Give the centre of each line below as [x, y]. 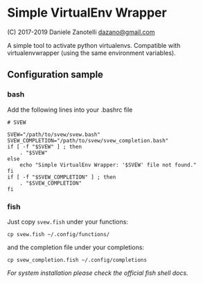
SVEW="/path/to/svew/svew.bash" [54, 134]
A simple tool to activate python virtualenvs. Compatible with [94, 45]
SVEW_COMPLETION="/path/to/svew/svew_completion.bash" [88, 140]
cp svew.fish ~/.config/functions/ [59, 234]
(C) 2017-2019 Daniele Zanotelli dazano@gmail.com [81, 32]
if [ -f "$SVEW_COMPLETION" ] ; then [62, 177]
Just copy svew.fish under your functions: [68, 222]
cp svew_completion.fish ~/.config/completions [77, 260]
